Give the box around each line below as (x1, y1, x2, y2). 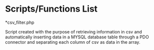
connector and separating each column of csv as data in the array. (5, 39, 141, 45)
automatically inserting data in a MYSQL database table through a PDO (5, 34, 149, 40)
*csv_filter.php (5, 19, 35, 25)
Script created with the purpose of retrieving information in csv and (5, 29, 142, 34)
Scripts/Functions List (5, 3, 98, 15)
